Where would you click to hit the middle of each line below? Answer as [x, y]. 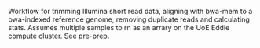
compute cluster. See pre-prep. [59, 36]
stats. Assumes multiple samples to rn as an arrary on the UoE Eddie [119, 27]
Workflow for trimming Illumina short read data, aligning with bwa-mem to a [130, 11]
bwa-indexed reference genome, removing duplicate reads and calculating [129, 19]
